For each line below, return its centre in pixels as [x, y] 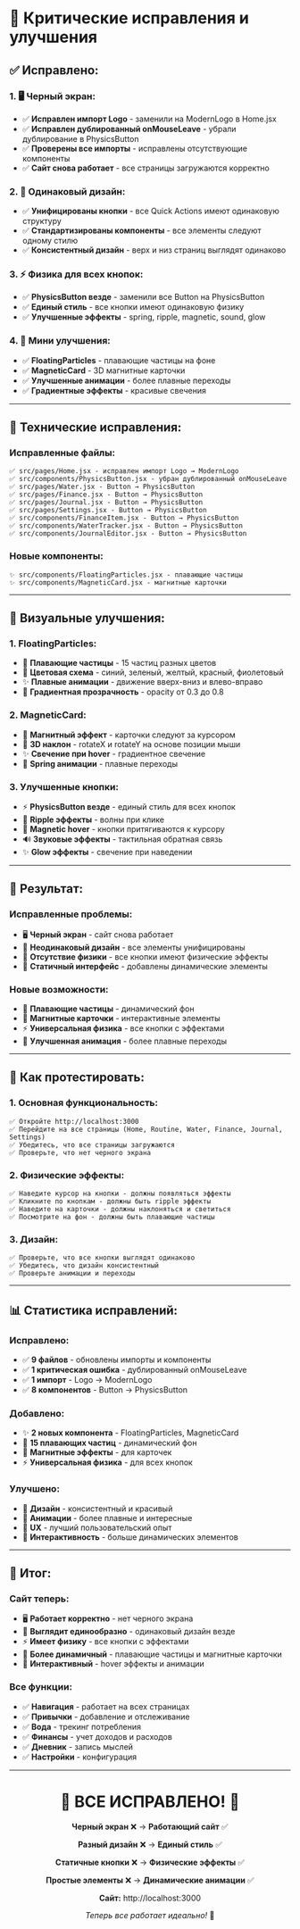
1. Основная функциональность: [84, 1103]
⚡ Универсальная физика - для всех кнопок [108, 1462]
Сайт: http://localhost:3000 [150, 1898]
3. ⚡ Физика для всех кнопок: [76, 274]
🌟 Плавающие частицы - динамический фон [108, 1009]
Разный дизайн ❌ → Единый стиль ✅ [150, 1844]
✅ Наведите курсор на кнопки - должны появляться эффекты [120, 1193]
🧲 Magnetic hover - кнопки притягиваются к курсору [123, 829]
